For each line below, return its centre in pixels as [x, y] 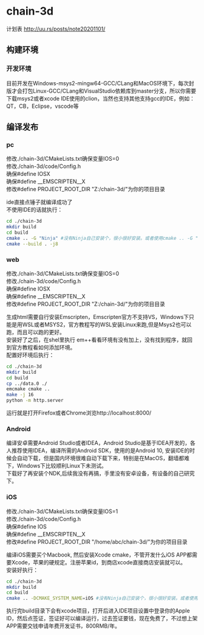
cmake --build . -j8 [32, 244]
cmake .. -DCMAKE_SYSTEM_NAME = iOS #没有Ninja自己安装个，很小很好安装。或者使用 [102, 598]
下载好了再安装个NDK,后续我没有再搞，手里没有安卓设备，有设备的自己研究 [101, 474]
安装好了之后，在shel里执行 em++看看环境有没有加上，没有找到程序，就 [97, 340]
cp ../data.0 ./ [27, 384]
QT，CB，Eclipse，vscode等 [42, 106]
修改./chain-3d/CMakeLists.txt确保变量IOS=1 [62, 511]
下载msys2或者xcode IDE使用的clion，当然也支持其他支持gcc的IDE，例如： [101, 98]
